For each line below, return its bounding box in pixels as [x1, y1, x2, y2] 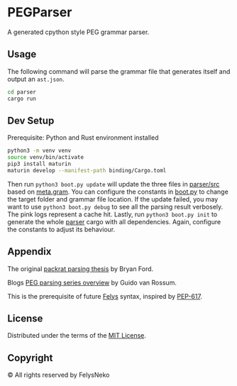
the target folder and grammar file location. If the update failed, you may [7, 194, 219, 203]
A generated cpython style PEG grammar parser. [7, 28, 150, 36]
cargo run [7, 95, 37, 102]
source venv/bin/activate [7, 154, 84, 161]
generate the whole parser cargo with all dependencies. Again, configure [7, 217, 221, 226]
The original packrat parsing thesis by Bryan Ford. [7, 264, 154, 273]
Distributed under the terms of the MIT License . [7, 331, 147, 340]
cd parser [7, 88, 37, 96]
